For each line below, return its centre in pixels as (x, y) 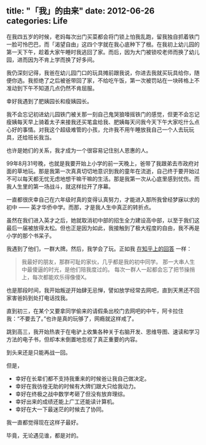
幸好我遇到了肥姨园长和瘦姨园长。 (49, 101)
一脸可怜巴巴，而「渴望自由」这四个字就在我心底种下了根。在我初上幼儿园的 (103, 44)
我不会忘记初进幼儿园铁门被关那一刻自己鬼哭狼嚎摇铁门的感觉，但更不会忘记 (103, 114)
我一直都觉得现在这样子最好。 (44, 422)
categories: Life (37, 21)
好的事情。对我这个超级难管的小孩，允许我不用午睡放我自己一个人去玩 (100, 129)
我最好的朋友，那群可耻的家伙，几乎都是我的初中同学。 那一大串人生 (108, 262)
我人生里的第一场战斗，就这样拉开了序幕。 (60, 186)
